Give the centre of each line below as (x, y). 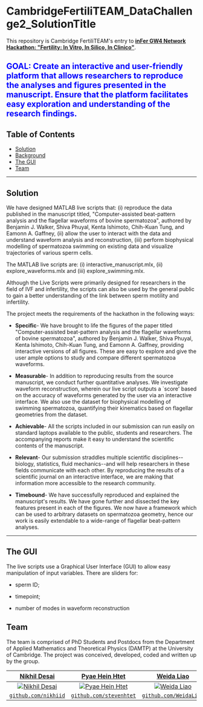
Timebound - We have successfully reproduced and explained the (97, 495)
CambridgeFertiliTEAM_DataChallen (99, 11)
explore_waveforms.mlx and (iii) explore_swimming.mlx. (76, 270)
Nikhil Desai (37, 676)
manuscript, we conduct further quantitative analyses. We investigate (101, 382)
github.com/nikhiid (37, 695)
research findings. (42, 114)
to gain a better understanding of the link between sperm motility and (93, 295)
